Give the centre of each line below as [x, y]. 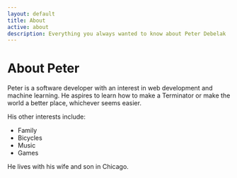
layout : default [31, 14]
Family [27, 131]
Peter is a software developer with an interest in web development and [110, 88]
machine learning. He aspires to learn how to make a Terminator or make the [119, 95]
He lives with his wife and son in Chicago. [68, 167]
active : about [28, 27]
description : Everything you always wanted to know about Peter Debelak [117, 34]
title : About [27, 20]
